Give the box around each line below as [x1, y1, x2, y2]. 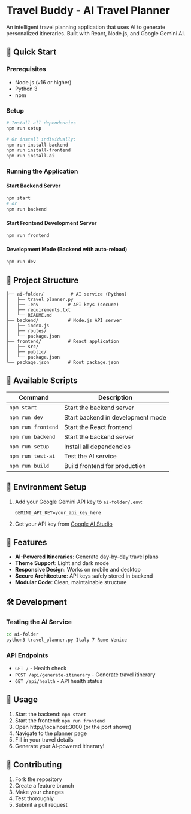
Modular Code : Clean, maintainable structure [14, 579, 127, 586]
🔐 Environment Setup [6, 482, 87, 493]
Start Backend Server [6, 182, 61, 189]
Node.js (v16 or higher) [14, 78, 72, 86]
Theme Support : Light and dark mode [14, 560, 110, 567]
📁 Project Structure [6, 275, 79, 285]
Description [98, 393, 133, 402]
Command [19, 393, 49, 402]
